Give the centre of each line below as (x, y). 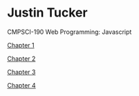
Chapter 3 (21, 72)
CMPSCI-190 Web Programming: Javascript (69, 32)
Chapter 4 (21, 85)
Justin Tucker (47, 13)
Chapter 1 (21, 45)
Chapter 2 (21, 58)
